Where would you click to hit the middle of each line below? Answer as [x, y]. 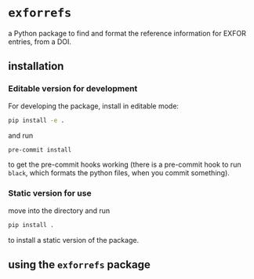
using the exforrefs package [79, 264]
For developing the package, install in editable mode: [93, 106]
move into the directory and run [59, 211]
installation [36, 66]
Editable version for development [73, 89]
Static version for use [50, 193]
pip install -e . [36, 120]
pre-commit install [40, 150]
